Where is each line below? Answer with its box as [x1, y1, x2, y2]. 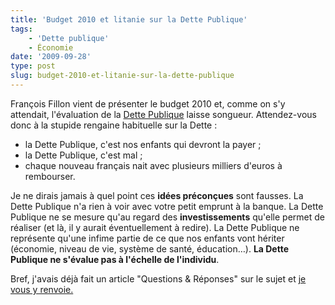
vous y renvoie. [10, 283, 74, 295]
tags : [10, 24, 33, 34]
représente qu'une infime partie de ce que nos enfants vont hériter [10, 232, 285, 244]
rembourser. [24, 170, 76, 182]
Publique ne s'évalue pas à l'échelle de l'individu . [10, 253, 220, 265]
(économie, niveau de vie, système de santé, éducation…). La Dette [10, 242, 289, 255]
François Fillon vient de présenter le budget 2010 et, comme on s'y [10, 97, 286, 110]
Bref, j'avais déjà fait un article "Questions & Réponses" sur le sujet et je [10, 272, 307, 285]
